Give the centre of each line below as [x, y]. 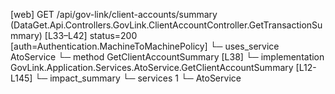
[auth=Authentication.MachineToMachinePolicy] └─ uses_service [145, 46]
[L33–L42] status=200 [91, 35]
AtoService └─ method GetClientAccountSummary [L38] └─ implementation [167, 57]
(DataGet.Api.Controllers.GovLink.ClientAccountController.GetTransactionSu [166, 25]
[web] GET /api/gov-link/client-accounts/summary [114, 14]
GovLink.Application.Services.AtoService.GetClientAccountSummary [152, 67]
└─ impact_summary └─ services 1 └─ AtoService [138, 78]
